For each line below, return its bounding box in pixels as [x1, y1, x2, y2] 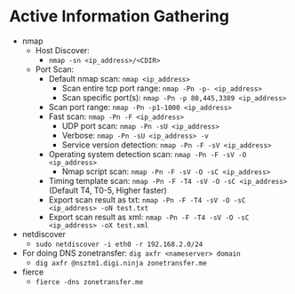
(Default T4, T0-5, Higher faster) [48, 185, 167, 195]
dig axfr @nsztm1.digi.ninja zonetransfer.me [35, 258, 207, 267]
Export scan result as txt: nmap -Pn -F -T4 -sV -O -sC [48, 194, 246, 205]
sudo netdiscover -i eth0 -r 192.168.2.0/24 [35, 240, 203, 249]
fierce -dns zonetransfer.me [35, 277, 144, 286]
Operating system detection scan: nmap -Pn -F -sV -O [48, 148, 247, 159]
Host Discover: [35, 44, 91, 55]
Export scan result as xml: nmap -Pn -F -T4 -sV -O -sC [48, 211, 250, 222]
